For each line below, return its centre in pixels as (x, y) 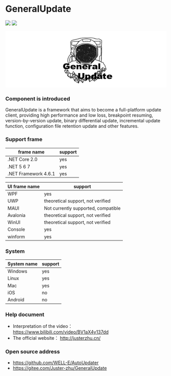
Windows (17, 271)
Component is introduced (38, 99)
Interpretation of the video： (42, 326)
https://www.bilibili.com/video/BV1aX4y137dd (61, 332)
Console (16, 229)
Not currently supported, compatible (82, 208)
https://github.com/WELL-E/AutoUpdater (56, 363)
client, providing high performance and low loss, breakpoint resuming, (79, 115)
